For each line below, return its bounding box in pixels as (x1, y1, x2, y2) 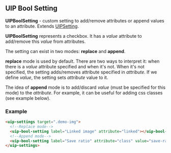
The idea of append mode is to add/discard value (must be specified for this (5, 84, 166, 90)
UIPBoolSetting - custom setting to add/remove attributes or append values (5, 17, 164, 23)
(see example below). (5, 95, 51, 101)
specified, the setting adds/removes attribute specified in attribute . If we (5, 69, 157, 75)
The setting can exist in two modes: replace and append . (5, 48, 126, 54)
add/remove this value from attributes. (5, 38, 86, 44)
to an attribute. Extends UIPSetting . (5, 23, 79, 29)
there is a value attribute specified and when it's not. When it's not (5, 63, 145, 69)
